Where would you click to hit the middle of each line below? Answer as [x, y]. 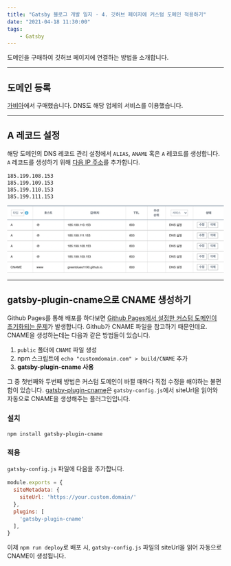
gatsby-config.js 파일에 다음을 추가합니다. [66, 469]
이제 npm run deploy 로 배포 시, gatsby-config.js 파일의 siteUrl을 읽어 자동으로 [114, 547]
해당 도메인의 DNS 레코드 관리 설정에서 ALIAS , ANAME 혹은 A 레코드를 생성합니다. [113, 153]
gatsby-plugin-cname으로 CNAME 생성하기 [99, 300]
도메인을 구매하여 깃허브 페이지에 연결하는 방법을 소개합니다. [88, 58]
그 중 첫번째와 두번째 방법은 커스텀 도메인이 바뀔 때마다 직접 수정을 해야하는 [108, 381]
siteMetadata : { [36, 490]
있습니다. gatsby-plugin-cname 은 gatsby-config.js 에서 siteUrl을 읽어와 [119, 390]
